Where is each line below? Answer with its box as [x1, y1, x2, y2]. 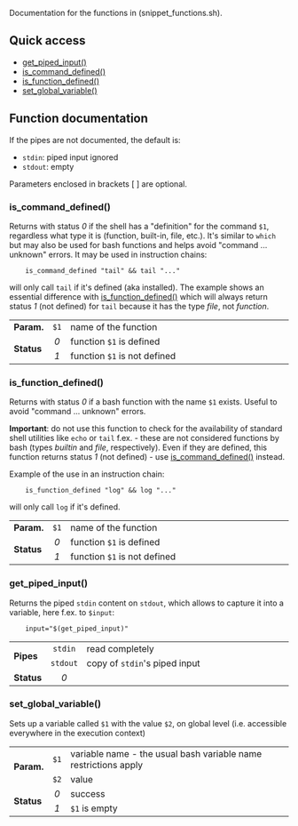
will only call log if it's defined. [9, 501, 121, 512]
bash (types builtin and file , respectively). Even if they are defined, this [9, 442, 268, 453]
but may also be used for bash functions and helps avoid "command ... [9, 239, 268, 250]
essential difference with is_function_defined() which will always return [9, 291, 268, 301]
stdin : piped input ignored [21, 151, 119, 163]
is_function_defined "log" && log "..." [25, 486, 176, 495]
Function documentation [9, 111, 149, 126]
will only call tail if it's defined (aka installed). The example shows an [9, 282, 264, 293]
